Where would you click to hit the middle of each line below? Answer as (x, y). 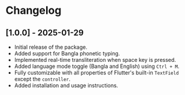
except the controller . (42, 79)
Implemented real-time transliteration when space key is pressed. (95, 60)
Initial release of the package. (51, 47)
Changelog (34, 11)
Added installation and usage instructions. (66, 85)
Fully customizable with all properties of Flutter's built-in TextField (96, 72)
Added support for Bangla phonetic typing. (67, 54)
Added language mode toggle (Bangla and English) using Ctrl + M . (97, 66)
